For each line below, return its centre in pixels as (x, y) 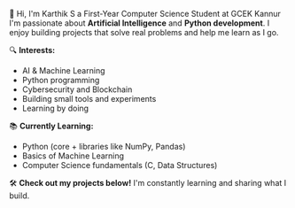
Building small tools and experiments (89, 99)
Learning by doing (55, 108)
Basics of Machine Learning (73, 156)
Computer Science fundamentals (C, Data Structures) (120, 165)
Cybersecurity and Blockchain (77, 89)
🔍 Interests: (32, 50)
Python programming (61, 80)
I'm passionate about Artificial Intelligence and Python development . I (140, 23)
